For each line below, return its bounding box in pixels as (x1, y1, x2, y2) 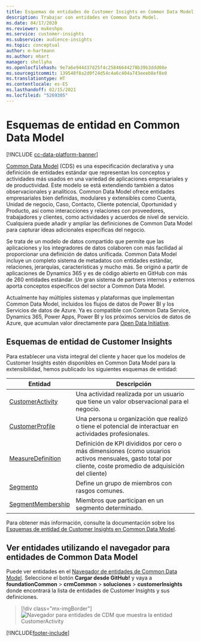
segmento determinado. (75, 504, 144, 512)
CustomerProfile (9, 422, 56, 430)
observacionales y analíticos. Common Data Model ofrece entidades (6, 188, 175, 195)
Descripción (115, 379, 151, 388)
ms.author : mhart (6, 53, 50, 59)
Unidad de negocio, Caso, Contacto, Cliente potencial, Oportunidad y (6, 200, 177, 207)
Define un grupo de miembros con (75, 479, 172, 487)
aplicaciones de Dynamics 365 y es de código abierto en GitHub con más (6, 269, 187, 276)
